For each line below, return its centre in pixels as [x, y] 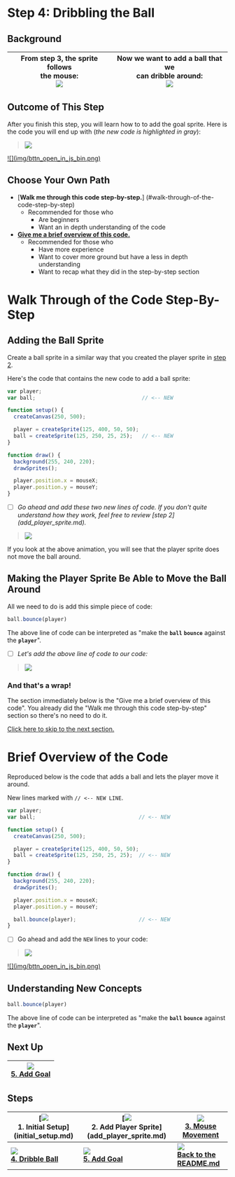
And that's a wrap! [39, 685]
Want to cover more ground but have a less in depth [113, 256]
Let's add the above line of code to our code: [83, 653]
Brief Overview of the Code [88, 757]
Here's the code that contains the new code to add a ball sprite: [99, 378]
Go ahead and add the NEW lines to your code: [83, 939]
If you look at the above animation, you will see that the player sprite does [113, 549]
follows [59, 67]
